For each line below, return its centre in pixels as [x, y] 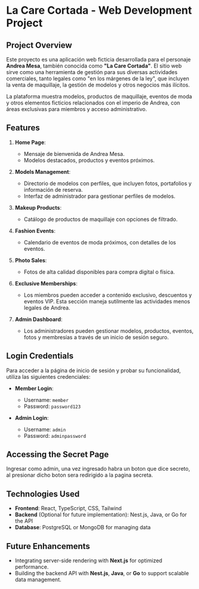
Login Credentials [40, 356]
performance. [32, 567]
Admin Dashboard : [39, 319]
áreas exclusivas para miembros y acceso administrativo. [77, 109]
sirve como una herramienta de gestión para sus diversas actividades [92, 72]
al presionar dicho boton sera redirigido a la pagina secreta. [80, 475]
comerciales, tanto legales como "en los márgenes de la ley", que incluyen [98, 79]
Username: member [46, 400]
